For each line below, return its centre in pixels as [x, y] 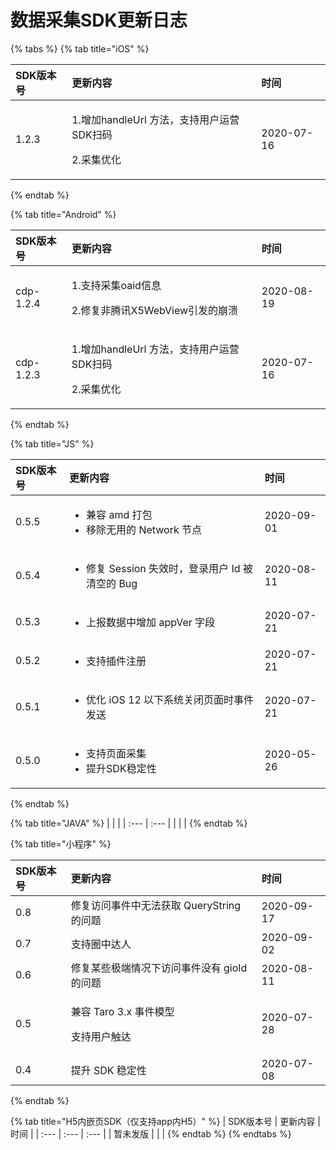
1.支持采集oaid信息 [116, 285]
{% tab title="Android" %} [63, 214]
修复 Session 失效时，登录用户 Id [163, 568]
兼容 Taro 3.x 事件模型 [122, 1011]
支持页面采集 [116, 753]
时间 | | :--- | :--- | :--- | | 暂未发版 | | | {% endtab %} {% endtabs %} [151, 1133]
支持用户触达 [101, 1036]
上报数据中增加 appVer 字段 [151, 622]
